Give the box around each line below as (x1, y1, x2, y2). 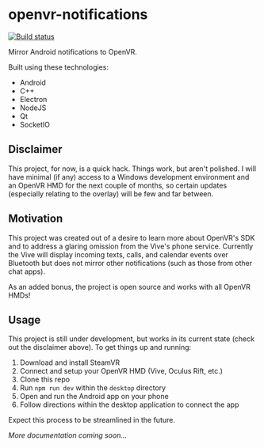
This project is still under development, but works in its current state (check (8, 334, 255, 344)
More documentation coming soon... (8, 431, 128, 440)
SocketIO (19, 120, 50, 129)
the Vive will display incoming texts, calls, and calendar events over (8, 249, 228, 259)
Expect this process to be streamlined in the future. (8, 416, 176, 425)
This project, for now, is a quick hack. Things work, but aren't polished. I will (8, 164, 256, 173)
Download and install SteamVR (19, 358, 121, 367)
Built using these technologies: (8, 62, 109, 72)
